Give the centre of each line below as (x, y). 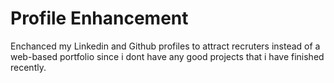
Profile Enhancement (99, 18)
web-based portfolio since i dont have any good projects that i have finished (167, 56)
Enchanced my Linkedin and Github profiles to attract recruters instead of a (165, 46)
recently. (28, 67)
